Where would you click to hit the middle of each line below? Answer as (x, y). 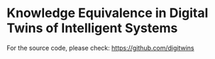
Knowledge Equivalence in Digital (107, 13)
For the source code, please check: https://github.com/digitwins (100, 48)
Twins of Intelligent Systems (92, 28)
